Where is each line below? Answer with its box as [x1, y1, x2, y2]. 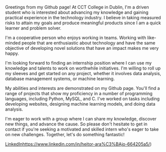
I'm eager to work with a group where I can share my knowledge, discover [5, 116, 157, 121]
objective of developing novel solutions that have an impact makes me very [5, 45, 159, 51]
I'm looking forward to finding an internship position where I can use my [5, 60, 152, 66]
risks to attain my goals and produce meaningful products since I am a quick [5, 20, 161, 26]
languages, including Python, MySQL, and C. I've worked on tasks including [5, 96, 160, 102]
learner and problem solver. [5, 25, 62, 31]
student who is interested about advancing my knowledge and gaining [5, 9, 149, 15]
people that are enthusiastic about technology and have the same [21, 40, 156, 46]
